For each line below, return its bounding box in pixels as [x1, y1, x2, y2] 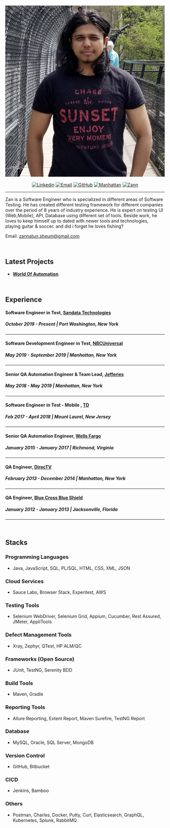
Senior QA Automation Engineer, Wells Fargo [5, 433, 101, 439]
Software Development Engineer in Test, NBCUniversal [5, 340, 123, 347]
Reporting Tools [5, 704, 46, 711]
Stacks [5, 539, 28, 547]
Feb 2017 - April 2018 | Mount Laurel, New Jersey [5, 413, 111, 420]
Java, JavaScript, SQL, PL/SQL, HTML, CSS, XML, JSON [12, 565, 131, 571]
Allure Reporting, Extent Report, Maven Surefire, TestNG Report [12, 715, 145, 721]
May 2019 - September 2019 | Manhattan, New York [5, 352, 117, 358]
